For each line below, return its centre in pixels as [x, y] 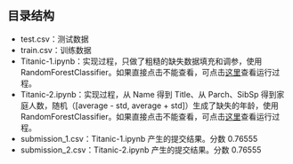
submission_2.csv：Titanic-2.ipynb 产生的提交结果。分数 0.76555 [141, 150]
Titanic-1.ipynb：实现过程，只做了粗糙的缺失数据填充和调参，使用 [141, 61]
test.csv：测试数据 [54, 39]
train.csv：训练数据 [56, 50]
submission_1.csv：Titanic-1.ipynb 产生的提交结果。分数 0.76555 [139, 138]
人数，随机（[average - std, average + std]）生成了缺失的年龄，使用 [153, 105]
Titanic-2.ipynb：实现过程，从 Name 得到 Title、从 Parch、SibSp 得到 [148, 94]
